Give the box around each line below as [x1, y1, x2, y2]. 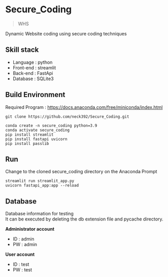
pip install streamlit [5, 132, 54, 137]
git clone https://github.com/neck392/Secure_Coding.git [5, 114, 130, 119]
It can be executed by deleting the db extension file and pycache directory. [5, 216, 164, 222]
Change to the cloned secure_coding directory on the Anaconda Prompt [5, 169, 157, 175]
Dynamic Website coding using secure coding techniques [5, 30, 127, 36]
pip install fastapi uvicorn [5, 136, 68, 142]
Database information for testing [5, 211, 74, 217]
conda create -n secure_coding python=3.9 [5, 123, 97, 128]
